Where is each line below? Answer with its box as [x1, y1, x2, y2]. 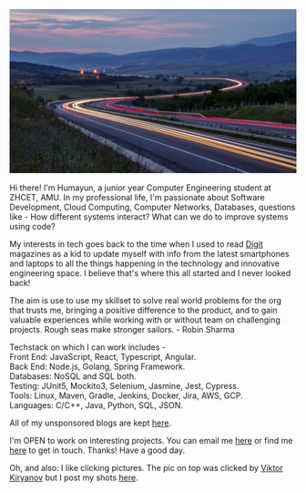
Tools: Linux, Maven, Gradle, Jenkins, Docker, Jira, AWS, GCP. [9, 390, 243, 401]
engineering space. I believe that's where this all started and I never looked [9, 268, 291, 279]
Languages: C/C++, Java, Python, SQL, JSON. [9, 400, 184, 411]
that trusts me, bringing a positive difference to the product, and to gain [9, 305, 278, 316]
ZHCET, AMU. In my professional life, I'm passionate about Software [9, 192, 266, 203]
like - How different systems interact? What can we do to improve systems [9, 211, 289, 222]
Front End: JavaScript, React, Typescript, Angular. [9, 352, 197, 363]
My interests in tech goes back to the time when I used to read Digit [9, 239, 263, 250]
